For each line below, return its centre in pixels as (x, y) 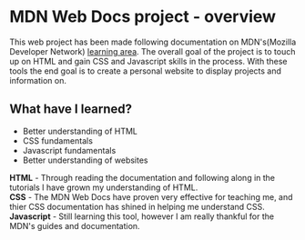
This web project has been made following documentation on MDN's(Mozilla (153, 42)
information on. (38, 80)
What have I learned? (71, 110)
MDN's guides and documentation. (75, 225)
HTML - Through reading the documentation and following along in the (142, 177)
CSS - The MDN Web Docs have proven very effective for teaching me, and (151, 196)
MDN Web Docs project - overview (142, 17)
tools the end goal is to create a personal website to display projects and (146, 71)
